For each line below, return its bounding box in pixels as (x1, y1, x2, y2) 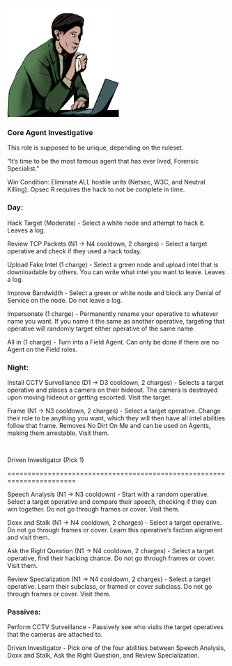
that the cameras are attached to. (7, 631, 103, 639)
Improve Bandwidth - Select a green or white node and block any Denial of (7, 288, 222, 297)
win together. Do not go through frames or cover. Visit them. (7, 505, 180, 513)
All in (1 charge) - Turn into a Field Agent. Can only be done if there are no (7, 338, 219, 346)
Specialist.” (7, 164, 40, 173)
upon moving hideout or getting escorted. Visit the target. (7, 393, 172, 402)
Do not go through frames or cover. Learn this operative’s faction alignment (7, 525, 223, 534)
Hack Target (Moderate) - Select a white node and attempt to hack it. (7, 219, 206, 227)
